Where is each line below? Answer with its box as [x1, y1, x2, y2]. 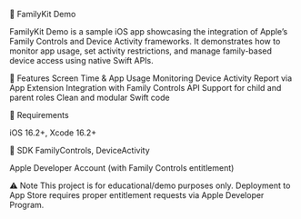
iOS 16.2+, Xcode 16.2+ [9, 127, 97, 138]
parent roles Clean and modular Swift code [9, 92, 170, 103]
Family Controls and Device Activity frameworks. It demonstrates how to [9, 36, 281, 46]
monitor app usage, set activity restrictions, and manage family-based [9, 45, 273, 56]
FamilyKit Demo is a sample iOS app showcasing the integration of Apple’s [9, 26, 288, 36]
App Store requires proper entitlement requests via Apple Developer [9, 190, 265, 200]
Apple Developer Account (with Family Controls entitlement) [9, 163, 235, 173]
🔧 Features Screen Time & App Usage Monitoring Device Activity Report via [9, 73, 293, 84]
